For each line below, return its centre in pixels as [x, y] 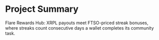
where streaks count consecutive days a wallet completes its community [79, 28]
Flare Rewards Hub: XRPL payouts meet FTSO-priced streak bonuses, [77, 23]
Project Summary [42, 9]
